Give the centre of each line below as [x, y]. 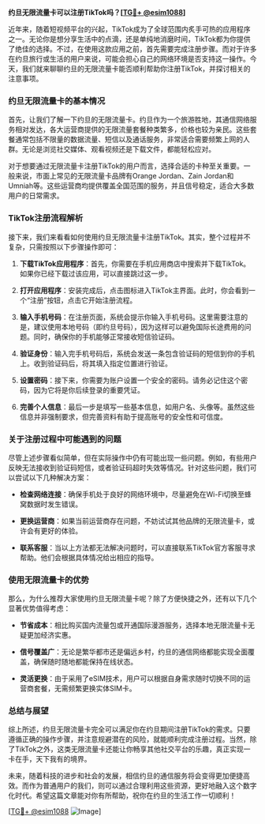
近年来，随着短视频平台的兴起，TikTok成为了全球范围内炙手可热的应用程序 [129, 29]
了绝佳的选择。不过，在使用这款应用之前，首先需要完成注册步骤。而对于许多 [132, 49]
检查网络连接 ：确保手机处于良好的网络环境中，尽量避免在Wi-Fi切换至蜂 [136, 494]
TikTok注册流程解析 [46, 218]
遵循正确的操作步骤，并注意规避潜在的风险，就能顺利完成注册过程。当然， [129, 739]
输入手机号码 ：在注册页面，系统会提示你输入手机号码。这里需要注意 [130, 317]
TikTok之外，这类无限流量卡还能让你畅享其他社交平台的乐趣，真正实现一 [132, 749]
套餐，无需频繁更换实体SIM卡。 [85, 689]
